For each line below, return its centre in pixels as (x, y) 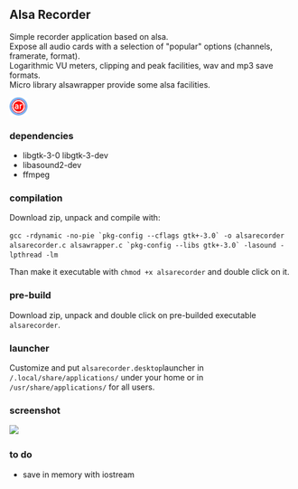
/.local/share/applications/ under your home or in (107, 377)
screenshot (35, 410)
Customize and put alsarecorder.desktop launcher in (107, 368)
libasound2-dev (52, 165)
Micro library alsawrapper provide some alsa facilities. (110, 84)
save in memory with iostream (79, 475)
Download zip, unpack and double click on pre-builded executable (133, 315)
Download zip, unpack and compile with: (85, 218)
